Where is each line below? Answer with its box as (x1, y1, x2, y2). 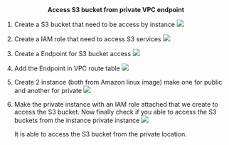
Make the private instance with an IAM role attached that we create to (14, 100, 218, 108)
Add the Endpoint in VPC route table (14, 64, 121, 72)
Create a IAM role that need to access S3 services (14, 35, 161, 43)
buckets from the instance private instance (14, 116, 140, 124)
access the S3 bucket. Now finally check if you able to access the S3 (14, 108, 217, 116)
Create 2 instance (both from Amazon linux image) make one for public (14, 78, 223, 86)
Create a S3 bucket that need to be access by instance (14, 20, 176, 28)
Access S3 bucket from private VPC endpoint (47, 6, 185, 14)
